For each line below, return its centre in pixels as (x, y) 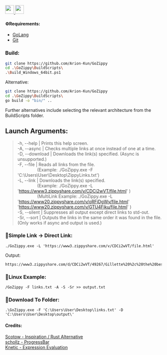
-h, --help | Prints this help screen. (53, 143)
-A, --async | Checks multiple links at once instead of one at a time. (86, 148)
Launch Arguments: (37, 131)
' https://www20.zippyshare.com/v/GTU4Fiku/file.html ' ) (74, 207)
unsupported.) (32, 159)
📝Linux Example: (26, 277)
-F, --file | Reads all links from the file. (56, 164)
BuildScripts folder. (25, 115)
